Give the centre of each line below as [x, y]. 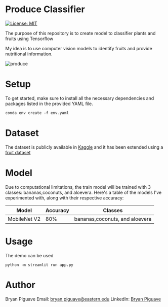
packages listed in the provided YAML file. [49, 104]
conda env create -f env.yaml [37, 113]
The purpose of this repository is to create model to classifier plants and [80, 33]
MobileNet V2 [24, 219]
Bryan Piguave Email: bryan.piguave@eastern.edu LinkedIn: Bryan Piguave [83, 299]
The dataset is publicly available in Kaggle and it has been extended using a [84, 147]
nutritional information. [29, 54]
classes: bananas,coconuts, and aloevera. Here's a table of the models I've [83, 192]
